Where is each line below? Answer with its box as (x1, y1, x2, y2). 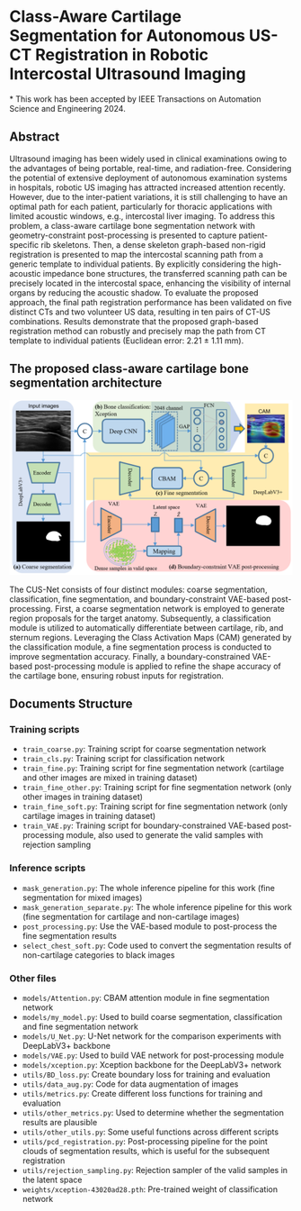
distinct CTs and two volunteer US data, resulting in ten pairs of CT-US (9, 306, 271, 317)
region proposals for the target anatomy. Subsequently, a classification (9, 613, 271, 624)
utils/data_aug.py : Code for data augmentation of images (22, 1079, 239, 1089)
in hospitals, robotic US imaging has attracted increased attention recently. (9, 182, 286, 193)
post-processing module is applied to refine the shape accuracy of (34, 660, 281, 671)
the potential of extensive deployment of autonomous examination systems (9, 172, 288, 183)
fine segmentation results (22, 930, 117, 941)
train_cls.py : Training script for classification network (22, 753, 226, 764)
